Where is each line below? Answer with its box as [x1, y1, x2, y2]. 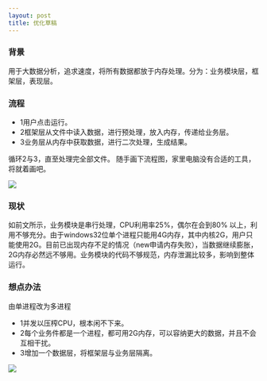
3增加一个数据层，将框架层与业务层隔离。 [19, 348, 157, 357]
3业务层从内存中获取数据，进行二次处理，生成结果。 [19, 137, 192, 147]
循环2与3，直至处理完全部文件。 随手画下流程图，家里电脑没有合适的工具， [8, 154, 256, 164]
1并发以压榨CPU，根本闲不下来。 [19, 318, 129, 328]
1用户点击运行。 [19, 117, 72, 127]
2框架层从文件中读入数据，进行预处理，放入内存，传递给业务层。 [19, 128, 234, 137]
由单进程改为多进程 [8, 301, 72, 310]
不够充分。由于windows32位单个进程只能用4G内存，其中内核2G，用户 [14, 230, 246, 240]
